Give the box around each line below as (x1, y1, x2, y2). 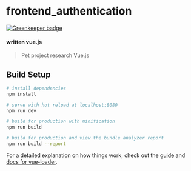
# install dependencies (6, 85, 67, 92)
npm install (6, 91, 36, 97)
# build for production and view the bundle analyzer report (6, 135, 164, 141)
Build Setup (6, 69, 51, 79)
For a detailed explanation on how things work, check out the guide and (6, 152, 186, 159)
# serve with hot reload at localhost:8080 (6, 102, 118, 108)
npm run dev (6, 107, 36, 113)
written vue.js (6, 38, 42, 45)
